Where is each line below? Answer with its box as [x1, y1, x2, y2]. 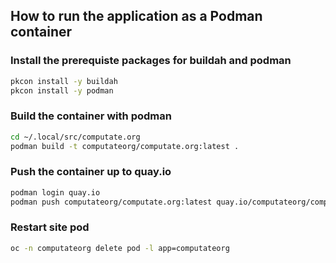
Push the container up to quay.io [10, 165, 172, 179]
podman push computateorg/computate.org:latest [10, 197, 213, 207]
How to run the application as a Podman [10, 8, 263, 25]
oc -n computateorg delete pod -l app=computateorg [10, 243, 230, 253]
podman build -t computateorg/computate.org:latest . [10, 141, 240, 151]
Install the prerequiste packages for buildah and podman [10, 54, 292, 68]
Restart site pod [10, 220, 90, 234]
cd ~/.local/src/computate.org [10, 132, 141, 142]
